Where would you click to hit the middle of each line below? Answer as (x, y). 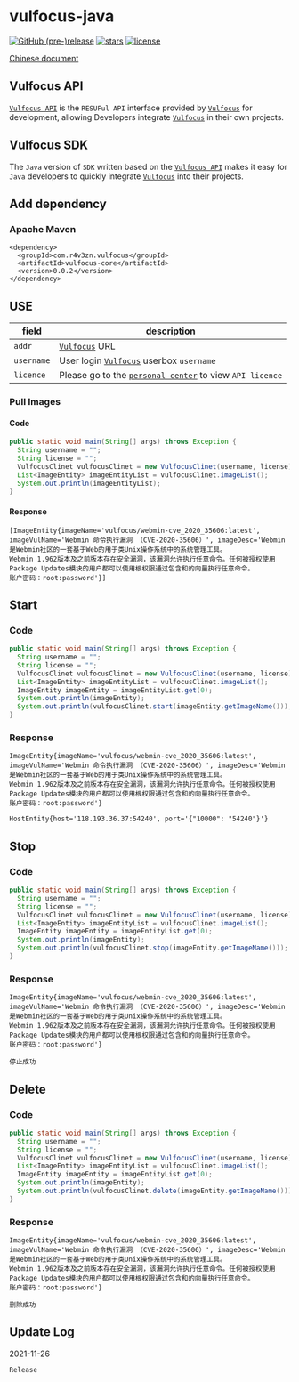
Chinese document (44, 58)
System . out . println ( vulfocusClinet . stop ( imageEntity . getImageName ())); (153, 948)
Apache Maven (43, 229)
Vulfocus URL (87, 346)
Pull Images (35, 401)
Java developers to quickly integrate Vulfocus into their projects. (127, 176)
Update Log (42, 1332)
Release (24, 1370)
